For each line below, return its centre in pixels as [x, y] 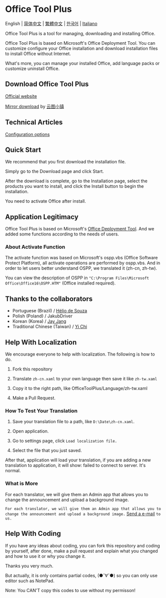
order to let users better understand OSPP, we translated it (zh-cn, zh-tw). [81, 268]
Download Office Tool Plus [47, 84]
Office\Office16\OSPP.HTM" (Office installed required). [60, 283]
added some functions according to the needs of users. [62, 234]
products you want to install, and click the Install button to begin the [75, 186]
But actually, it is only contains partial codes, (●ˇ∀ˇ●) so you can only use [81, 575]
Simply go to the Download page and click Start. [55, 171]
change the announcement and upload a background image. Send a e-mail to [83, 514]
